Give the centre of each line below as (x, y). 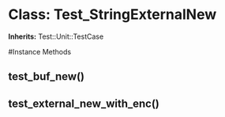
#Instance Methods (40, 51)
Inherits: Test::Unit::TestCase (56, 36)
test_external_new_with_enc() (84, 103)
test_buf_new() (47, 77)
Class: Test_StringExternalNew (112, 15)
